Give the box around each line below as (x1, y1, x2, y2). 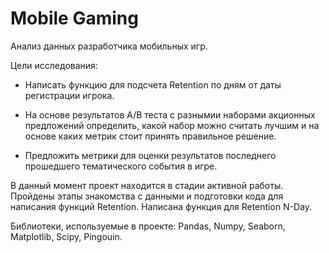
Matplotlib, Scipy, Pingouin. (10, 230, 123, 242)
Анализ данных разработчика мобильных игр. (10, 40, 208, 52)
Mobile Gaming (10, 7, 139, 30)
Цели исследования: (10, 59, 98, 71)
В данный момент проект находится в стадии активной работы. (10, 179, 284, 191)
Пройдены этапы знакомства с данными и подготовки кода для (10, 190, 284, 202)
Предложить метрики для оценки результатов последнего (24, 149, 277, 161)
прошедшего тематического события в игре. (24, 160, 218, 172)
